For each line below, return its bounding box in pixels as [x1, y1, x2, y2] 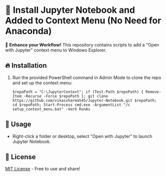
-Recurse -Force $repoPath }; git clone [23, 93, 108, 98]
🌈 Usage [5, 120, 31, 129]
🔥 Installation [5, 61, 47, 70]
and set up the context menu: [12, 80, 73, 86]
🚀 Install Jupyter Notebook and [5, 4, 135, 16]
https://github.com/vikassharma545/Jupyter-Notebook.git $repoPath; [12, 98, 157, 103]
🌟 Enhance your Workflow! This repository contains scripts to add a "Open [5, 42, 160, 47]
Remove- [145, 89, 162, 94]
